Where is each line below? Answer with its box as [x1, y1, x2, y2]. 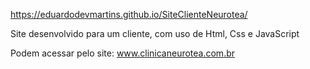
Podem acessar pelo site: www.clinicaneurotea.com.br [10, 47, 236, 59]
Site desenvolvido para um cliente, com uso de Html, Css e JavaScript [10, 28, 300, 39]
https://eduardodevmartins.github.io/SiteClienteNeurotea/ [10, 9, 248, 20]
